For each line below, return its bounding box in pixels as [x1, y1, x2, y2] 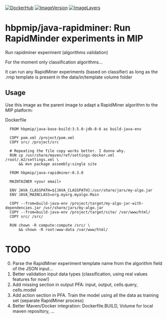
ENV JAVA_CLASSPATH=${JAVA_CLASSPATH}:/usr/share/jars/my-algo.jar [9, 187, 153, 192]
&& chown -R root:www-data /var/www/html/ [18, 227, 108, 232]
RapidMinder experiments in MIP [5, 33, 144, 44]
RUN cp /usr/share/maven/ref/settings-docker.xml [9, 152, 115, 157]
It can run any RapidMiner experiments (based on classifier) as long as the [5, 68, 158, 74]
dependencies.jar [5, 205, 41, 210]
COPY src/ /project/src [9, 139, 59, 144]
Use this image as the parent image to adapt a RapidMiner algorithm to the [5, 101, 158, 107]
